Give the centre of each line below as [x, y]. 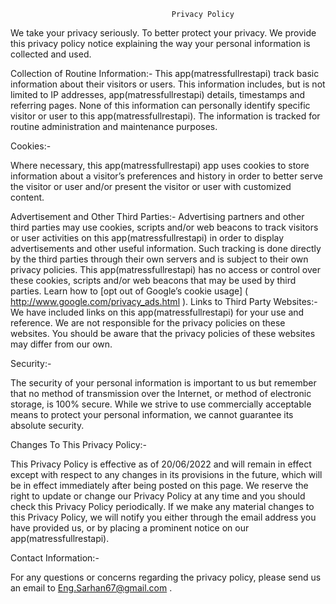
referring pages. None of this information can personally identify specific [160, 105]
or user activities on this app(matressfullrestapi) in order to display [147, 238]
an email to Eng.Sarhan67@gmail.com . [91, 588]
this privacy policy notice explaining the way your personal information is [160, 43]
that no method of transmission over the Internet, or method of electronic [161, 393]
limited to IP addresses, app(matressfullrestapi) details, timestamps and [158, 94]
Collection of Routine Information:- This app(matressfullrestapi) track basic [165, 73]
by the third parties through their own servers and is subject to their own [159, 259]
